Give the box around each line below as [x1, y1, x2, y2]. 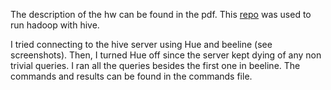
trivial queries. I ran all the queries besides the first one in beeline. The [10, 60, 301, 71]
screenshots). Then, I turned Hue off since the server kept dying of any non [10, 49, 322, 61]
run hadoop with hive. [10, 19, 100, 31]
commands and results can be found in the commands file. [10, 70, 253, 82]
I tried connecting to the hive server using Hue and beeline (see [10, 39, 273, 50]
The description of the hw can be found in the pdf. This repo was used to [10, 9, 312, 20]
